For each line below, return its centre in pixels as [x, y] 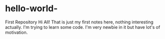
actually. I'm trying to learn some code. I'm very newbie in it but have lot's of [83, 27]
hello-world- [32, 9]
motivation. [16, 32]
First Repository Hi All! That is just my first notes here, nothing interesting [79, 22]
